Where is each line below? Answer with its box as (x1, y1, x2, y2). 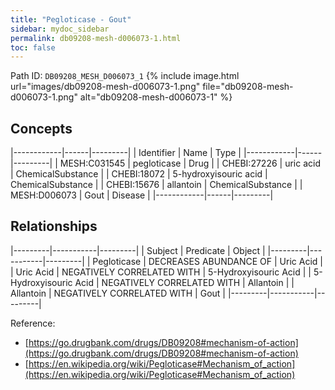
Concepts (10, 120, 73, 137)
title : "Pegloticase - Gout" (10, 14, 132, 25)
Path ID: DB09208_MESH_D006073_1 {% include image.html (10, 70, 240, 82)
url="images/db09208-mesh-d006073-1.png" (10, 81, 201, 93)
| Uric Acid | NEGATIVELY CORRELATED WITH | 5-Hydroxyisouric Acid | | (10, 266, 312, 278)
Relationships (10, 218, 98, 235)
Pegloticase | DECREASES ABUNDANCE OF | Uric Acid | (92, 255, 323, 267)
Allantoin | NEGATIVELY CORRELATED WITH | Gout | (10, 287, 226, 299)
